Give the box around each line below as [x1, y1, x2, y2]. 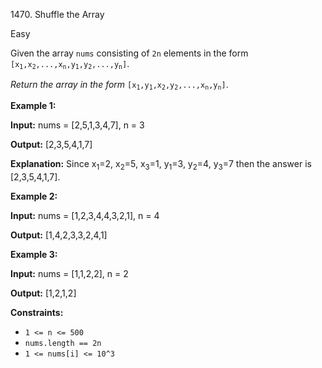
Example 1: [10, 99, 57, 111]
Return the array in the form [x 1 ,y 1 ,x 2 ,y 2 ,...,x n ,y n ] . [10, 79, 229, 92]
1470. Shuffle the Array [10, 9, 105, 20]
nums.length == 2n [24, 338, 102, 348]
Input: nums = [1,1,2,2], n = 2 [10, 267, 129, 279]
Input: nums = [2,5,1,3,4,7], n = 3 [10, 119, 145, 131]
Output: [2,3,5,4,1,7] [10, 138, 93, 150]
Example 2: [10, 190, 58, 202]
